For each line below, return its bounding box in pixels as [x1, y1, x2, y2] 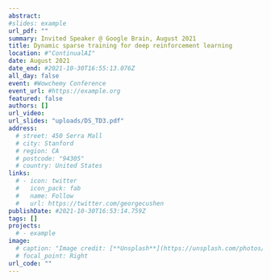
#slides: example [8, 19, 67, 27]
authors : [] [8, 102, 48, 110]
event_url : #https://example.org [8, 86, 121, 95]
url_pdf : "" [8, 27, 48, 35]
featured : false [8, 94, 63, 102]
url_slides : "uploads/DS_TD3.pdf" [8, 117, 125, 125]
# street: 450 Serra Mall [15, 132, 103, 140]
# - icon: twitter [15, 177, 78, 186]
